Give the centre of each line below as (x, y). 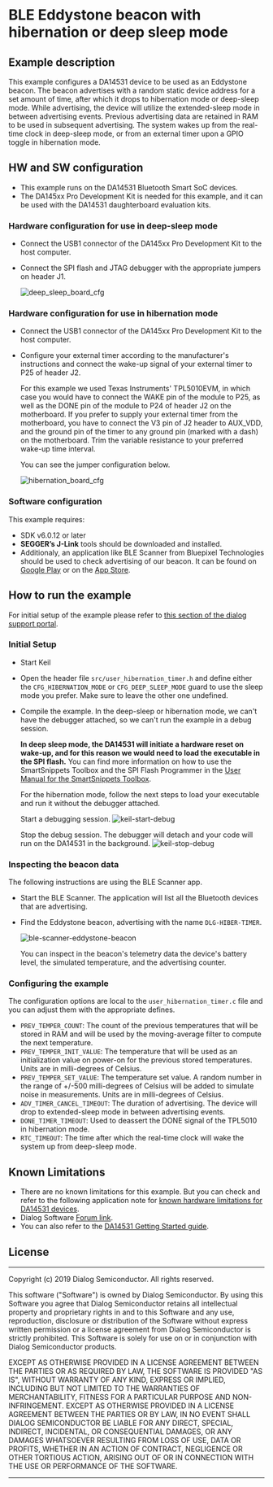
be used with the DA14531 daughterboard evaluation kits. (115, 204)
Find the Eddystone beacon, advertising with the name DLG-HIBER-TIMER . (141, 922)
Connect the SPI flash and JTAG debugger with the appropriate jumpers (141, 268)
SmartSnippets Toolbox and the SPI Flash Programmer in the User (130, 770)
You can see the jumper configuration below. (95, 464)
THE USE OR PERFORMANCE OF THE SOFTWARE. (93, 1467)
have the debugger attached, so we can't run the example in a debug (136, 720)
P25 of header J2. (50, 373)
